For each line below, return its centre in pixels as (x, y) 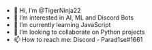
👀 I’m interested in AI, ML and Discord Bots (74, 18)
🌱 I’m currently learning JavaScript (62, 25)
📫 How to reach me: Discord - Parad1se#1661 (78, 40)
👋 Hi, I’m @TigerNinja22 (47, 10)
